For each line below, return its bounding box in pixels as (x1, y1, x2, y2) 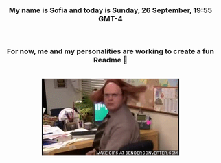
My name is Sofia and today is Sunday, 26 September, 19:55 (8, 5, 213, 15)
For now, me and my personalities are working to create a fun (6, 47, 215, 56)
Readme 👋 (93, 55, 128, 65)
